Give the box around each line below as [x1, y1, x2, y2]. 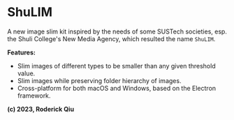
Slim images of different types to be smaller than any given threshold [17, 61, 216, 70]
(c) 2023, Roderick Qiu [7, 105, 75, 113]
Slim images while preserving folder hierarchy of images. [17, 76, 182, 84]
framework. [17, 91, 51, 100]
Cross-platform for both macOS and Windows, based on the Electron [17, 84, 217, 92]
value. [17, 69, 36, 77]
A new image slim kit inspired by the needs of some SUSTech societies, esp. [7, 27, 227, 36]
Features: [7, 48, 36, 57]
